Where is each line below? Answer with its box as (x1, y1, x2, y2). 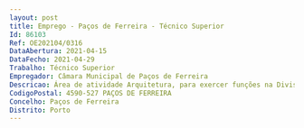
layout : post (9, 13, 59, 23)
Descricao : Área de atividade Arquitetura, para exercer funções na (9, 80, 273, 89)
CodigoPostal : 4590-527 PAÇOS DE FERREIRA (9, 88, 172, 97)
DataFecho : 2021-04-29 (9, 55, 95, 64)
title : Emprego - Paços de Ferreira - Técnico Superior (9, 22, 224, 31)
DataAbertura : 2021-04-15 (9, 47, 107, 56)
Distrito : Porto (9, 105, 71, 114)
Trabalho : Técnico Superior (9, 64, 116, 73)
